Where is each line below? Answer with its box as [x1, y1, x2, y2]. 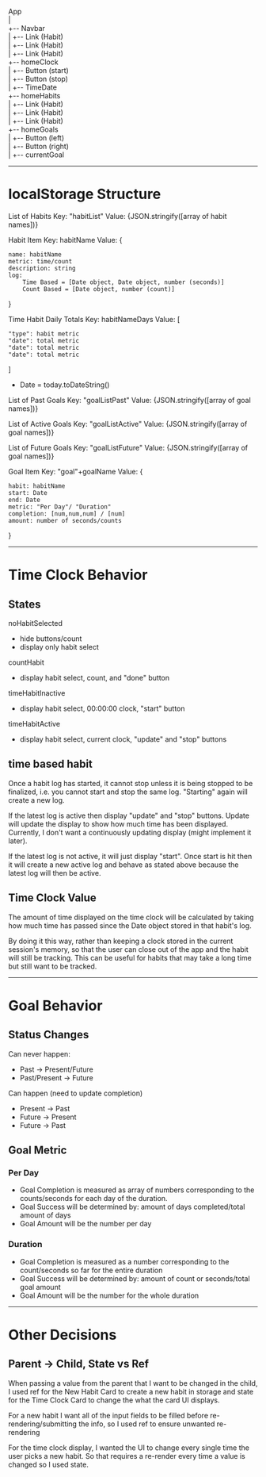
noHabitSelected [8, 618, 63, 627]
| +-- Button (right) [8, 142, 70, 151]
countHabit [8, 658, 45, 667]
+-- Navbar [8, 24, 46, 33]
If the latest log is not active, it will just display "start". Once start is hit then [8, 851, 253, 861]
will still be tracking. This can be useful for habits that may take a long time [8, 953, 252, 962]
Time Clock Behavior [8, 566, 148, 584]
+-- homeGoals [8, 125, 59, 134]
